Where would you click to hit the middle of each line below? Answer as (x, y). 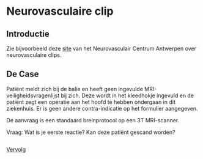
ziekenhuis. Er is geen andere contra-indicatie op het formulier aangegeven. (102, 108)
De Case (23, 74)
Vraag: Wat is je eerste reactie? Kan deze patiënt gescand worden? (91, 132)
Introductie (28, 34)
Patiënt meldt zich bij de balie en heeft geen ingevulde (75, 89)
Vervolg (16, 149)
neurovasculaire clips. (34, 55)
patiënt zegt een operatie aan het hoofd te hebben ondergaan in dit (91, 102)
